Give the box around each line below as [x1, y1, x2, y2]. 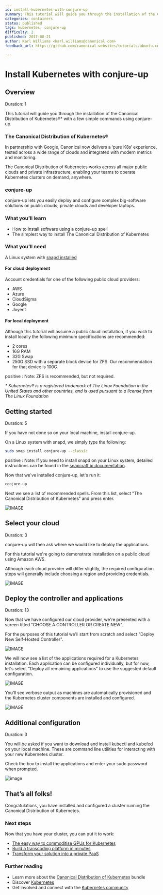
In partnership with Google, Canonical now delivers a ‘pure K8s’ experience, [5, 144, 157, 150]
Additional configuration [5, 718, 81, 727]
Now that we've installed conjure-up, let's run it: [5, 472, 101, 478]
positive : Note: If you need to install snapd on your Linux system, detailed [5, 457, 153, 463]
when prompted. [5, 766, 38, 772]
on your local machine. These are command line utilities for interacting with [5, 746, 155, 752]
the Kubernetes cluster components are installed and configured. [5, 695, 135, 701]
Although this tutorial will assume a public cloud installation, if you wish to [5, 329, 153, 335]
